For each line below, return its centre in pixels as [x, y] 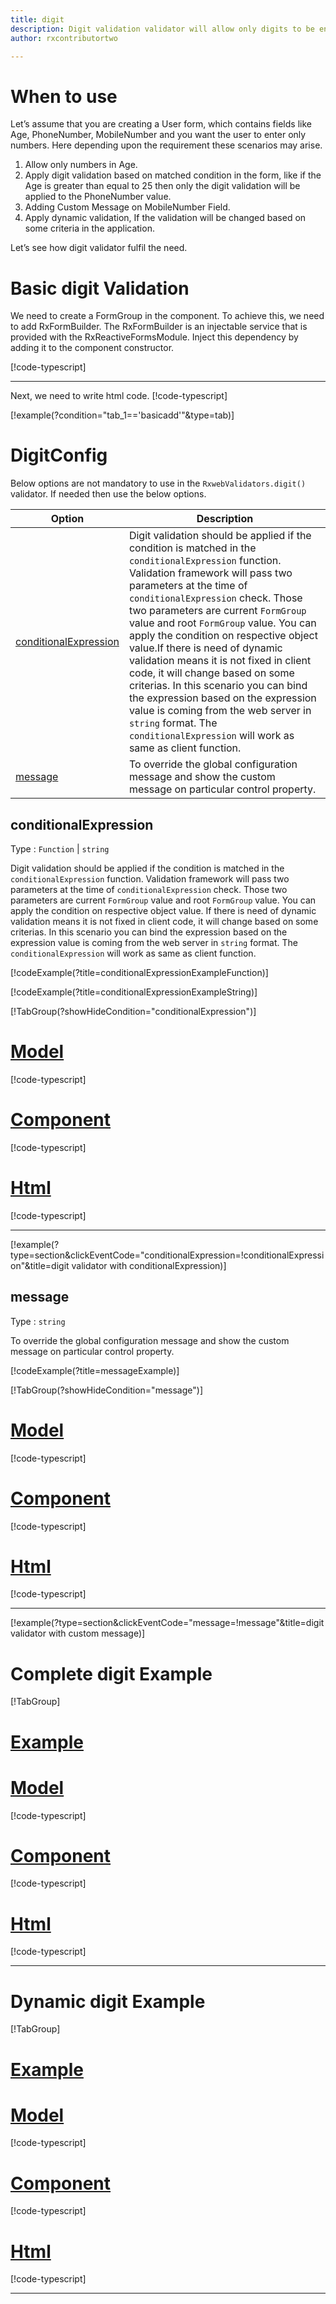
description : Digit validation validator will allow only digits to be [162, 29]
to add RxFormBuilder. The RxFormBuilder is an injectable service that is [159, 327]
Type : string [38, 1321]
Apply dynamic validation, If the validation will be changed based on [165, 218]
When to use [64, 96]
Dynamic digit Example [108, 2001]
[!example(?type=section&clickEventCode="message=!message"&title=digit [167, 1623]
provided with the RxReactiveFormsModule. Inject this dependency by [154, 337]
